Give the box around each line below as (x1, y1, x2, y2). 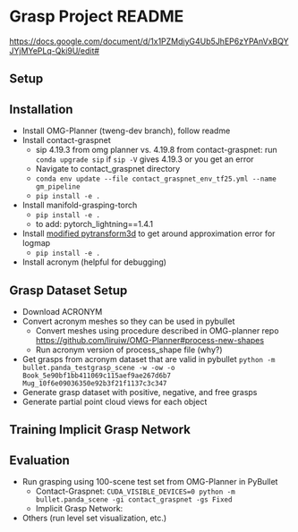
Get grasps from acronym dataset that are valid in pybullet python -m (21, 353, 276, 364)
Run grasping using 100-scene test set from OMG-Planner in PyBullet (21, 477, 278, 487)
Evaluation (9, 452, 70, 468)
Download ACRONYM (21, 306, 103, 317)
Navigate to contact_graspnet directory (35, 164, 181, 174)
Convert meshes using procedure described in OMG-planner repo (35, 325, 279, 336)
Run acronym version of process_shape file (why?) (35, 344, 223, 355)
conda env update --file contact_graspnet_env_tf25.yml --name (35, 174, 277, 184)
